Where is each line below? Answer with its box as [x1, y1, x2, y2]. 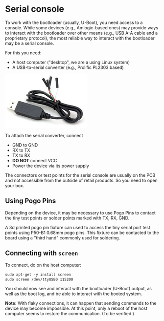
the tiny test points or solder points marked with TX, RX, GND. [5, 215, 130, 221]
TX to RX [12, 152, 30, 158]
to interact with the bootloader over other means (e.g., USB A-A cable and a [5, 30, 158, 36]
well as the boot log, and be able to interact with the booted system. [5, 291, 142, 297]
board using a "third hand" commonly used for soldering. [5, 235, 120, 240]
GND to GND [12, 142, 38, 148]
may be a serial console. [5, 40, 54, 46]
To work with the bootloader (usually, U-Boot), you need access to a [5, 20, 143, 25]
